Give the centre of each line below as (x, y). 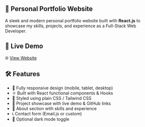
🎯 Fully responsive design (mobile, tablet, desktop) (62, 88)
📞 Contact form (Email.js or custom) (47, 114)
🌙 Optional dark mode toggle (41, 119)
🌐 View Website (21, 58)
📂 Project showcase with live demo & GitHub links (61, 103)
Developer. (16, 31)
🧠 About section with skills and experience (54, 109)
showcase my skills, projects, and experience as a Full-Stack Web (71, 26)
